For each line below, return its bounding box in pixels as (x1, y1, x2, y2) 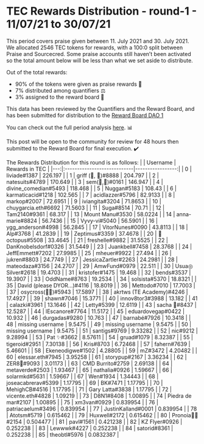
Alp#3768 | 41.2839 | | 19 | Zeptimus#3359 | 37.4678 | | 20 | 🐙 (6, 230, 163, 237)
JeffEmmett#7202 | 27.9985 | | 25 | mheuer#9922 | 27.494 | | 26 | (6, 249, 172, 256)
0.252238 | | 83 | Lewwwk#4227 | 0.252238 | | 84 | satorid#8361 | (6, 425, 174, 432)
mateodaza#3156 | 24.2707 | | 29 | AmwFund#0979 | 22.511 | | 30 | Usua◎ (6, 262, 193, 269)
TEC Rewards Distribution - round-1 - (6, 4, 197, 18)
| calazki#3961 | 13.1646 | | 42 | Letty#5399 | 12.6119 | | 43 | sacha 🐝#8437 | (6, 301, 197, 308)
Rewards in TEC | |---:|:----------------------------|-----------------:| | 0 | (6, 165, 192, 172)
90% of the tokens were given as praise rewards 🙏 (15, 80, 142, 88)
